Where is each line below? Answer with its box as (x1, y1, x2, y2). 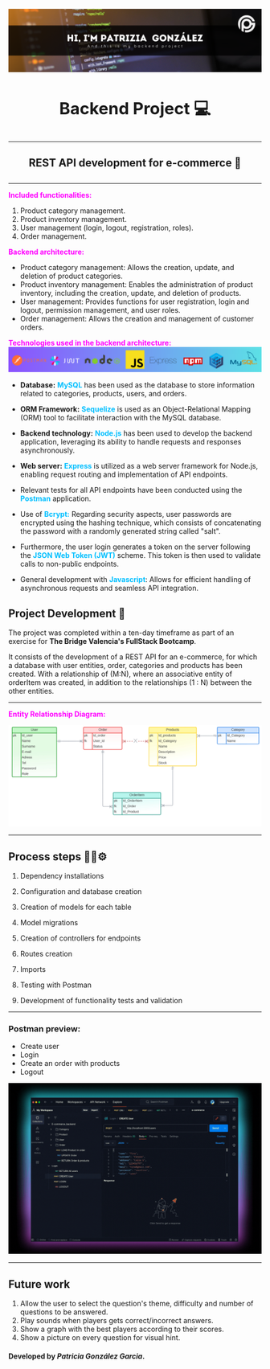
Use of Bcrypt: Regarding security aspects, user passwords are (19, 510, 231, 519)
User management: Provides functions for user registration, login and (19, 297, 250, 306)
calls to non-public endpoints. (19, 559, 119, 569)
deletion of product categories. (19, 271, 123, 281)
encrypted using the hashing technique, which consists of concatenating (19, 518, 262, 527)
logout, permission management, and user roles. (19, 305, 181, 314)
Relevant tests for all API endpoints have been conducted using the (19, 486, 243, 495)
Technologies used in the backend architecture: (8, 338, 172, 347)
